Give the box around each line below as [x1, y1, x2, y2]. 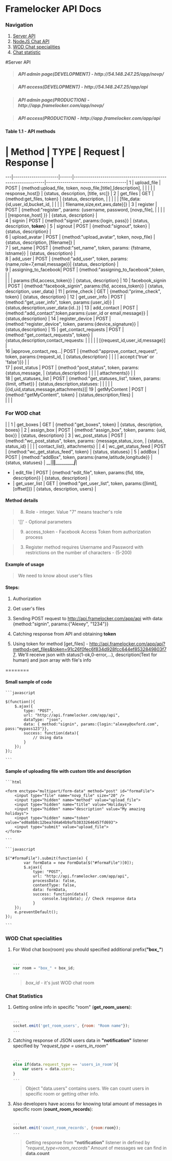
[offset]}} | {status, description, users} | [12, 485, 96, 492]
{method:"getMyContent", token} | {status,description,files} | [5, 391, 134, 397]
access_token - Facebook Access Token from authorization [25, 529, 151, 535]
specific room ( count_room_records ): [12, 1106, 93, 1112]
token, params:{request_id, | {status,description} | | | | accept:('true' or [5, 353, 155, 360]
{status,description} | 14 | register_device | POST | [5, 315, 111, 322]
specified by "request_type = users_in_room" [12, 1043, 109, 1049]
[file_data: [119, 196, 141, 202]
